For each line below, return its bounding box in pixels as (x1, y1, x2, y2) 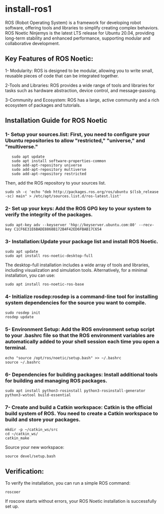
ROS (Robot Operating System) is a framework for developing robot (5, 20, 141, 25)
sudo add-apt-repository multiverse (11, 167, 87, 172)
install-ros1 (5, 3, 52, 15)
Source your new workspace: (5, 444, 65, 450)
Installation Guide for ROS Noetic (5, 117, 108, 125)
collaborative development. (5, 40, 60, 46)
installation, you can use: (5, 273, 55, 279)
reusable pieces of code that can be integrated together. (5, 72, 119, 79)
